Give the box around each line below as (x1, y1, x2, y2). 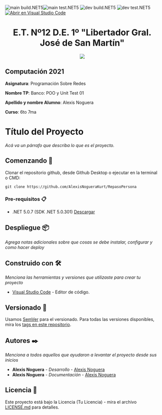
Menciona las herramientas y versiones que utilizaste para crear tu (5, 274, 141, 280)
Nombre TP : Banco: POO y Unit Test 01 (5, 90, 84, 96)
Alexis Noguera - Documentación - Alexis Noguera (12, 372, 116, 378)
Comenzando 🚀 (5, 157, 53, 165)
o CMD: (5, 174, 21, 181)
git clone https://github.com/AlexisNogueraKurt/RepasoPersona (5, 184, 137, 189)
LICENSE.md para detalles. (5, 404, 60, 410)
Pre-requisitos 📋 (5, 196, 46, 203)
